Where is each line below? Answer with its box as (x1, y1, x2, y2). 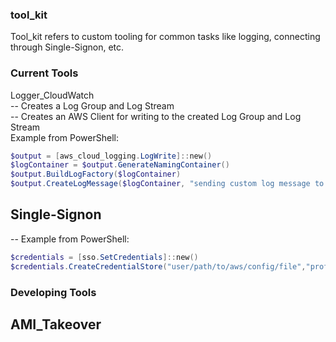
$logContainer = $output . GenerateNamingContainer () (10, 160, 230, 170)
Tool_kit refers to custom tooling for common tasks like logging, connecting (10, 31, 321, 43)
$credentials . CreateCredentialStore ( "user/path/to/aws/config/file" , (10, 261, 307, 272)
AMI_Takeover (10, 316, 102, 333)
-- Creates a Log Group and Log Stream (10, 99, 175, 112)
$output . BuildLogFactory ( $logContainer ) (10, 169, 182, 180)
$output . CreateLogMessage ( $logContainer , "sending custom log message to (10, 179, 325, 189)
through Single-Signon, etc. (10, 41, 125, 53)
